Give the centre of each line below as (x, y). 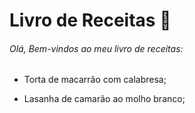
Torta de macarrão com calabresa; (95, 80)
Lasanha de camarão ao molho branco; (104, 99)
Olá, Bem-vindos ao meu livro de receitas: (96, 48)
